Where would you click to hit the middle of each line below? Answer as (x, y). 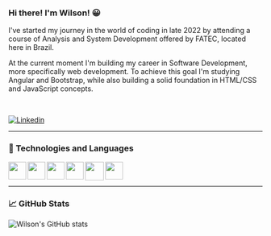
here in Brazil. (31, 48)
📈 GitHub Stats (39, 203)
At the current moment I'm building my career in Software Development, (128, 63)
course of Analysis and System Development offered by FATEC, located (127, 39)
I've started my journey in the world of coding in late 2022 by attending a (129, 31)
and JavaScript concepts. (51, 89)
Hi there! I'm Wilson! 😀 (54, 13)
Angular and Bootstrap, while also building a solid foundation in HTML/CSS (133, 81)
